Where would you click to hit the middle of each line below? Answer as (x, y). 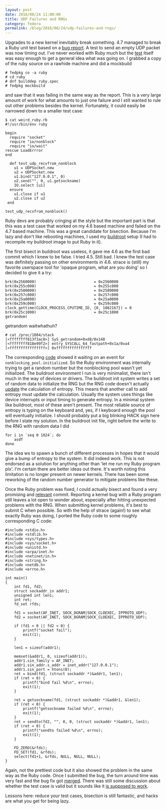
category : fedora (23, 24)
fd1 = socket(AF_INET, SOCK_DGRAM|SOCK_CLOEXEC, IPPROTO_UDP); (81, 613)
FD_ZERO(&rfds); (31, 748)
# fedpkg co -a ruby (27, 73)
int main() (16, 578)
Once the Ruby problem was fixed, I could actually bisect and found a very (81, 489)
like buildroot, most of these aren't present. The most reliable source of (78, 405)
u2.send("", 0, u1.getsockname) (47, 181)
